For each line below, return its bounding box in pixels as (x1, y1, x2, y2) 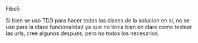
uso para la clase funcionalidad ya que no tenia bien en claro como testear (5, 24, 193, 30)
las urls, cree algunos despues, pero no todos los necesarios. (5, 30, 160, 37)
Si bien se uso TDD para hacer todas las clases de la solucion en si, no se (5, 17, 190, 24)
